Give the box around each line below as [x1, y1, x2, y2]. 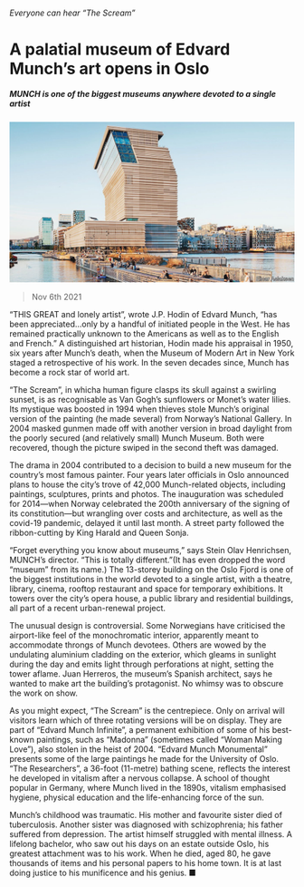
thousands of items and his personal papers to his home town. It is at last [9, 858, 282, 869]
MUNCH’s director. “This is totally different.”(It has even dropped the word [9, 554, 286, 566]
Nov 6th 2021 [31, 291, 82, 303]
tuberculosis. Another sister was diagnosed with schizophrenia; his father [9, 819, 283, 830]
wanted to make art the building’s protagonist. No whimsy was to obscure [9, 678, 284, 689]
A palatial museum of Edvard [9, 39, 231, 59]
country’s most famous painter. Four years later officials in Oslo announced [9, 470, 290, 481]
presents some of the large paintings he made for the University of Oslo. [9, 754, 279, 765]
